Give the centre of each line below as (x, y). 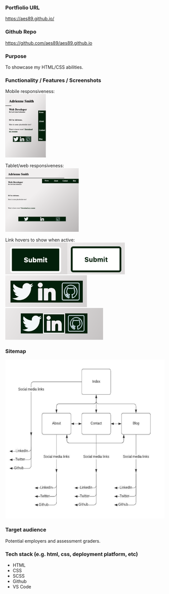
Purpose (16, 56)
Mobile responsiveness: (30, 91)
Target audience (26, 530)
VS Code (22, 587)
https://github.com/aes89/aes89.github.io (49, 43)
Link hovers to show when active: (40, 240)
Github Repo (21, 32)
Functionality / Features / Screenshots (53, 80)
